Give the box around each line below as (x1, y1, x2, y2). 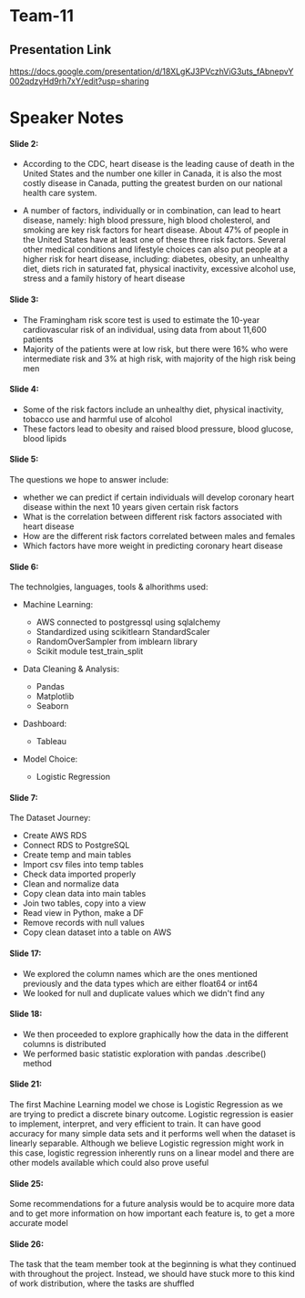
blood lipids (22, 432, 66, 443)
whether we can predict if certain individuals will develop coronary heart (22, 492, 295, 503)
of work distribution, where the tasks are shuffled (9, 1278, 195, 1289)
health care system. (22, 188, 97, 199)
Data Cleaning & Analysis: (22, 663, 120, 675)
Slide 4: (9, 384, 39, 395)
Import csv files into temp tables (22, 859, 144, 870)
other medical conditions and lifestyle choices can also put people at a (22, 244, 289, 255)
